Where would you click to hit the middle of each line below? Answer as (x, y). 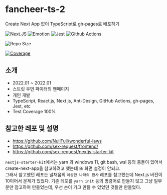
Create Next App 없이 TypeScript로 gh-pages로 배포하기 (62, 24)
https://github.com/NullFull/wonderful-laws (57, 141)
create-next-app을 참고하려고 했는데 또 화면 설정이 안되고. (63, 168)
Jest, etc (22, 106)
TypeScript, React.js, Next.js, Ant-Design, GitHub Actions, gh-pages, (83, 101)
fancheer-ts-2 (35, 9)
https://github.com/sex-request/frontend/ (55, 146)
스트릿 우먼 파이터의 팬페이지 (41, 88)
